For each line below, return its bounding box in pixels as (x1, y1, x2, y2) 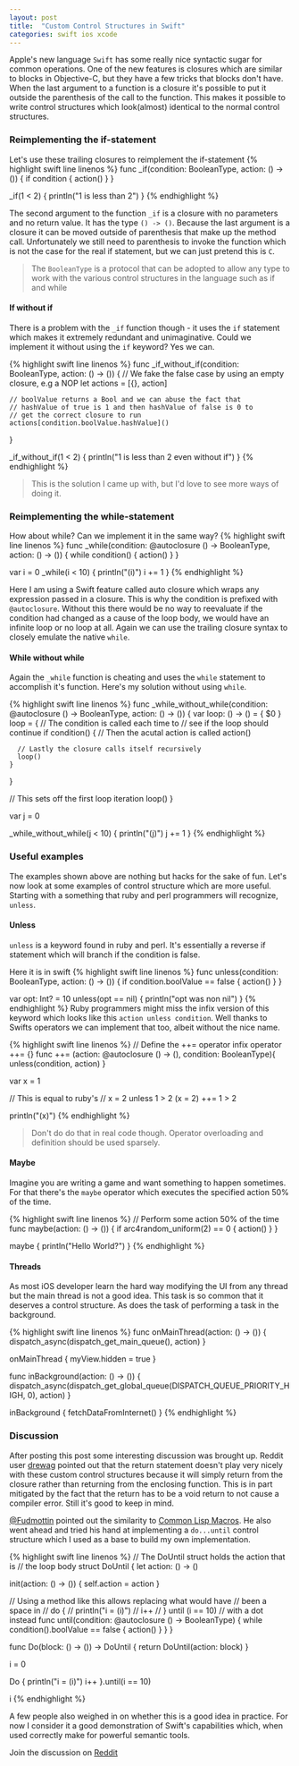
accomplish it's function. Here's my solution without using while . (9, 682, 247, 692)
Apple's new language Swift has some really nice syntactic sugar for (9, 55, 262, 65)
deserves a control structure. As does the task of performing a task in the (9, 1300, 279, 1311)
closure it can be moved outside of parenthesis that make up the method (9, 226, 277, 237)
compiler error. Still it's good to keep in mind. (9, 1498, 174, 1508)
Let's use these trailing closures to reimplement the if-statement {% (9, 154, 259, 165)
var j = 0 (9, 811, 40, 821)
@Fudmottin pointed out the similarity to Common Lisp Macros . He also (9, 1515, 272, 1525)
